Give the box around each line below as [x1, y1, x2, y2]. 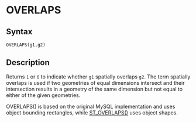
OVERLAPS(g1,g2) [6, 42, 46, 48]
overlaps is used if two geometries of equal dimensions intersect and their [6, 79, 185, 86]
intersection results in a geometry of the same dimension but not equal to [6, 85, 183, 92]
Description [6, 58, 50, 67]
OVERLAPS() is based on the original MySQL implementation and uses [6, 103, 176, 110]
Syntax [6, 27, 33, 37]
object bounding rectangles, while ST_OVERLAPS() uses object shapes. [6, 109, 178, 116]
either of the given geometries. [6, 91, 81, 99]
